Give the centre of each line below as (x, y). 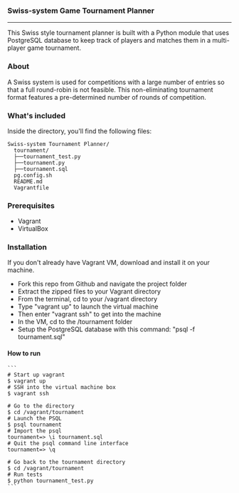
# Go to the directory (41, 406)
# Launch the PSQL (34, 418)
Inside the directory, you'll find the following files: (79, 131)
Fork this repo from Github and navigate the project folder (102, 284)
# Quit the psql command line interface (68, 443)
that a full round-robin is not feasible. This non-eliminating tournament (110, 89)
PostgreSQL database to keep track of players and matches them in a (109, 41)
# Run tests (25, 474)
